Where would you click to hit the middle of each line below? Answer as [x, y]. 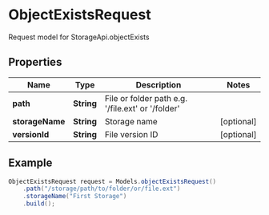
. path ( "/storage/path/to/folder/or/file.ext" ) [102, 189]
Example [30, 163]
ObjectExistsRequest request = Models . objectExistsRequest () [112, 181]
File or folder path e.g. [146, 98]
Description [159, 84]
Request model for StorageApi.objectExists [79, 37]
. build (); [39, 204]
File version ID [131, 134]
